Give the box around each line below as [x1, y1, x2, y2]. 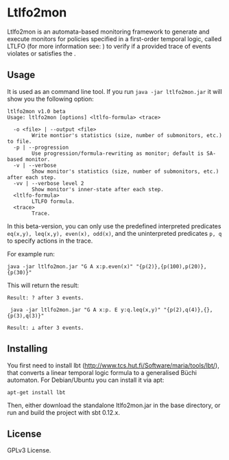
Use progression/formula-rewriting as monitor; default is [32, 149, 204, 157]
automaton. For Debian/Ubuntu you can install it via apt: [7, 376, 165, 384]
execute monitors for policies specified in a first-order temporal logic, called [7, 34, 221, 43]
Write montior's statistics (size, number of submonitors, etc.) [32, 132, 223, 138]
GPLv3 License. [7, 446, 51, 455]
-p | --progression [13, 144, 69, 151]
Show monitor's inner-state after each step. [32, 186, 165, 193]
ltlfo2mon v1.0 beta [7, 108, 67, 114]
